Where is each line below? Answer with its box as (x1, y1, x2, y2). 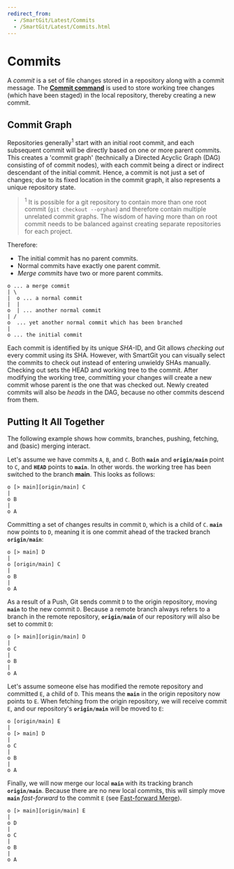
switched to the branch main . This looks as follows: (7, 470, 156, 479)
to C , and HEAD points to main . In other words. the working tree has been (7, 463, 212, 471)
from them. (7, 396, 40, 404)
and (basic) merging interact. (7, 442, 91, 450)
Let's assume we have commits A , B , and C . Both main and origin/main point (7, 455, 225, 464)
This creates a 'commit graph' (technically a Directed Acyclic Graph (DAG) (7, 153, 221, 161)
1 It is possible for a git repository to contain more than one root (24, 196, 207, 206)
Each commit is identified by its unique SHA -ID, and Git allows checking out (7, 343, 225, 352)
